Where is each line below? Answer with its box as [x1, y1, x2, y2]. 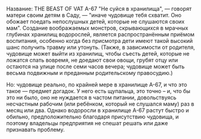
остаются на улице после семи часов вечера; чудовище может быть [6, 63, 185, 70]
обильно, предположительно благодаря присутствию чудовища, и [6, 113, 179, 120]
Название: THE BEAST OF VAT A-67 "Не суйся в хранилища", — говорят [6, 5, 192, 12]
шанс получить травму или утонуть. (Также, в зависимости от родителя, [6, 44, 196, 51]
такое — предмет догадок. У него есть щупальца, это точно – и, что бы [6, 88, 191, 94]
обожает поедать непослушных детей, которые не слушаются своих [6, 18, 185, 25]
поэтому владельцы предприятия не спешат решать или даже [6, 120, 168, 126]
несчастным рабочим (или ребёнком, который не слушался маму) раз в [6, 100, 195, 108]
